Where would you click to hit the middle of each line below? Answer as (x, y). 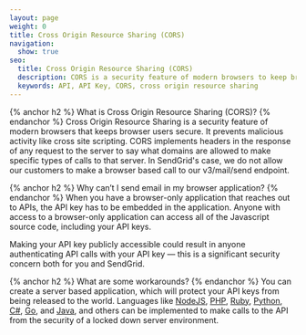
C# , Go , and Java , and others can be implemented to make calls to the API (149, 310)
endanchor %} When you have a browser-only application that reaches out (150, 197)
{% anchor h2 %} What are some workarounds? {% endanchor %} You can (150, 281)
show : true (38, 52)
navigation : (32, 43)
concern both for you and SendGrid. (77, 263)
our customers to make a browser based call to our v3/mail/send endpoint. (149, 170)
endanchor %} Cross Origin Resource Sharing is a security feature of (139, 121)
